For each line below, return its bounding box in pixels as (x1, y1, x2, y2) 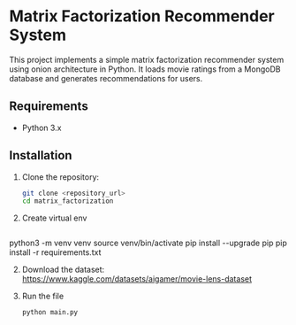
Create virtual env (21, 213, 87, 223)
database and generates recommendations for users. (9, 73, 203, 83)
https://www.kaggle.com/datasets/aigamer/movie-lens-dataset (21, 274, 253, 284)
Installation (9, 148, 72, 163)
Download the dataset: (21, 264, 105, 275)
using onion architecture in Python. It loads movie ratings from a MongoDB (9, 64, 281, 74)
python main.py (21, 308, 79, 317)
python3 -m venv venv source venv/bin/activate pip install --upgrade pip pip (9, 237, 287, 249)
